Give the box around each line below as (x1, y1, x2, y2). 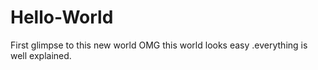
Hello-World (10, 6, 114, 29)
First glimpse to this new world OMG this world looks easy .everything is (10, 39, 308, 51)
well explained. (10, 49, 72, 61)
